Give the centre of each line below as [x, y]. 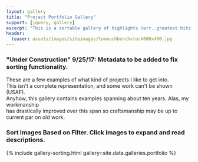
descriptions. [26, 140]
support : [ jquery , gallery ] [41, 22]
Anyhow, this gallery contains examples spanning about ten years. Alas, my [98, 98]
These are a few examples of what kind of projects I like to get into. [88, 80]
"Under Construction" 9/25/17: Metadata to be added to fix [92, 59]
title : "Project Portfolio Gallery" [51, 17]
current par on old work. [36, 117]
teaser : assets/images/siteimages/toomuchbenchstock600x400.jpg [92, 39]
